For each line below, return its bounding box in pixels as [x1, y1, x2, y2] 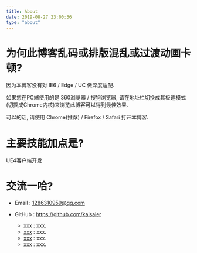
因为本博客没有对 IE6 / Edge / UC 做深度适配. [6, 81, 114, 88]
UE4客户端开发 [6, 157, 42, 164]
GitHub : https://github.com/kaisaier [14, 211, 101, 218]
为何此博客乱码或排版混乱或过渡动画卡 [6, 46, 192, 60]
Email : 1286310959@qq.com [14, 200, 85, 207]
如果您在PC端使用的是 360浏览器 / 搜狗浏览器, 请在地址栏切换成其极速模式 [6, 94, 186, 101]
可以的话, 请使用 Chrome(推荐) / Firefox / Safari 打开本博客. [6, 114, 149, 121]
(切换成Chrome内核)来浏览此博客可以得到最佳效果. [6, 101, 128, 108]
